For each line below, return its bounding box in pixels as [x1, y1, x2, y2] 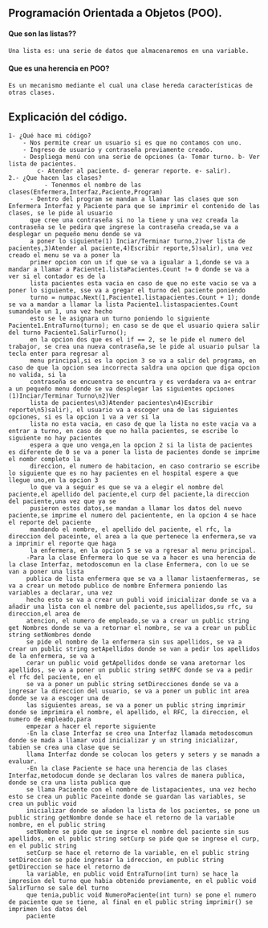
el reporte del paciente [8, 518, 91, 526]
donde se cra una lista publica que [8, 779, 131, 787]
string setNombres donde [8, 631, 91, 639]
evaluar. [8, 757, 38, 766]
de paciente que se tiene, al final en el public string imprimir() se [8, 897, 253, 906]
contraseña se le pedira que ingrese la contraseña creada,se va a [8, 223, 239, 231]
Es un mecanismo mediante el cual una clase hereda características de [8, 81, 253, 89]
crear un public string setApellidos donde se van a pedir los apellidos [8, 644, 261, 653]
